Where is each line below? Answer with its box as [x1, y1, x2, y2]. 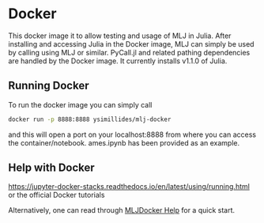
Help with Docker [8, 161, 95, 175]
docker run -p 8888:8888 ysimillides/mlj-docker [8, 115, 172, 123]
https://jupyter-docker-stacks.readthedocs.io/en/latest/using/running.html [8, 182, 251, 191]
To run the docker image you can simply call [8, 100, 153, 109]
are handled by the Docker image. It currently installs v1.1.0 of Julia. [8, 56, 228, 66]
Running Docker [8, 79, 89, 93]
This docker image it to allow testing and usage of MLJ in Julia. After [8, 31, 232, 40]
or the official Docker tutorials [8, 191, 105, 200]
